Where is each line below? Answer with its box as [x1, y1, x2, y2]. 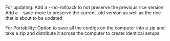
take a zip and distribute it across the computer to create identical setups [5, 30, 160, 36]
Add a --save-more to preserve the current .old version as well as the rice [5, 10, 161, 16]
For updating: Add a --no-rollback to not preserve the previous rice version [5, 5, 164, 10]
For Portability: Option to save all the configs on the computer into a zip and [5, 25, 165, 31]
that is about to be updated [5, 15, 62, 21]
